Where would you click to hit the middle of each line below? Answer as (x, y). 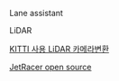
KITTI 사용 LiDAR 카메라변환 (59, 49)
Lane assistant (36, 13)
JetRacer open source (50, 67)
